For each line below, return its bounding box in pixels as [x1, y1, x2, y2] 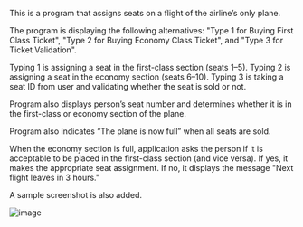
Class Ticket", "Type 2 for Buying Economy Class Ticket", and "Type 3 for [9, 35, 283, 45]
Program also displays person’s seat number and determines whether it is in [9, 99, 292, 109]
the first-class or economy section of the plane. [9, 109, 187, 118]
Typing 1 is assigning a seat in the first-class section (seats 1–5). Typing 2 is [9, 62, 291, 72]
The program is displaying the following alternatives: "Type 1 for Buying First [9, 25, 294, 35]
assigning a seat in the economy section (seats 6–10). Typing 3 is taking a [9, 71, 284, 82]
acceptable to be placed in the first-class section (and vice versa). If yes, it [9, 153, 289, 164]
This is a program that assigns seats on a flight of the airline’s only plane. [9, 8, 281, 18]
